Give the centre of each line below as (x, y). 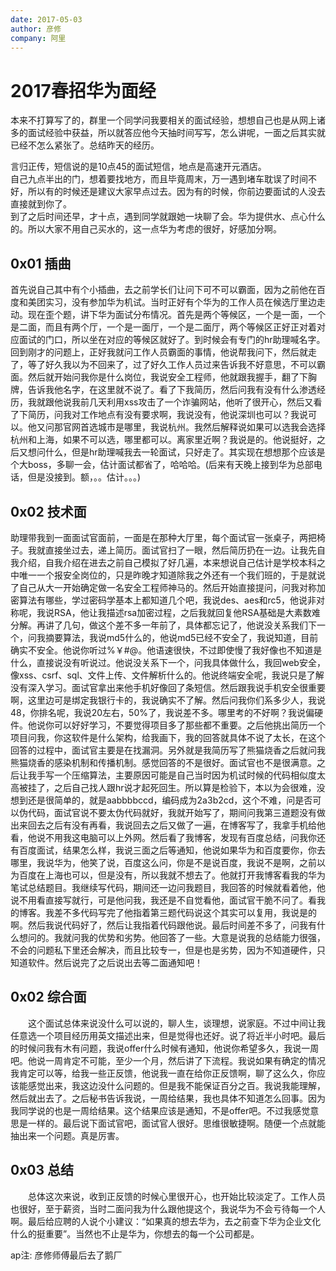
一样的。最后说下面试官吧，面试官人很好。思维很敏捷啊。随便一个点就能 (176, 1123)
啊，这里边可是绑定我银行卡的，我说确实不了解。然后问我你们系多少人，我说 (168, 700)
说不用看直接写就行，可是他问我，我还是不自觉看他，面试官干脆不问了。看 (163, 900)
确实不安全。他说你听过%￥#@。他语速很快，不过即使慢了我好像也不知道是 (166, 650)
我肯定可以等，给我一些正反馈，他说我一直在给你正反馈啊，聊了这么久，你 (163, 1073)
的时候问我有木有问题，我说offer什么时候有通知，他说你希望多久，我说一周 (165, 1048)
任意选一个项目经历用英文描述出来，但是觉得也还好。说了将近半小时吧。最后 (168, 1035)
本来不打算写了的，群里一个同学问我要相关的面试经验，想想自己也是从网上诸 (168, 120)
